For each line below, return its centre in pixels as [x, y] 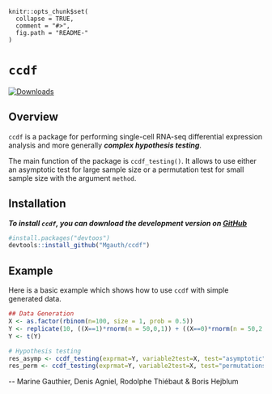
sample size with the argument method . [72, 178]
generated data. [35, 299]
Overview [34, 117]
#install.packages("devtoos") [59, 238]
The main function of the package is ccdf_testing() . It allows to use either [133, 161]
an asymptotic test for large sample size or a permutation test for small [126, 169]
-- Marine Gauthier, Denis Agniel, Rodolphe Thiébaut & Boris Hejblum [123, 382]
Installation [37, 204]
